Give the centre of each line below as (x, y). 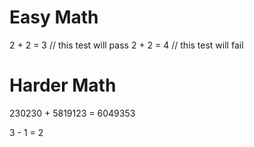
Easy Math (54, 17)
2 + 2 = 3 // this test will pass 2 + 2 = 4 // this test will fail (126, 45)
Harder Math (63, 85)
